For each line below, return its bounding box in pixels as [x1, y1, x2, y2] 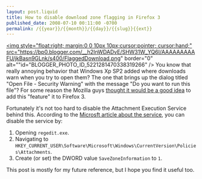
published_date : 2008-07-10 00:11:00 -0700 [6, 20, 118, 26]
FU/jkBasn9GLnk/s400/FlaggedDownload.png [6, 55, 121, 62]
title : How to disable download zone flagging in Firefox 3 [6, 14, 161, 20]
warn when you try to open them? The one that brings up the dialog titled [6, 74, 188, 81]
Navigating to [14, 136, 49, 143]
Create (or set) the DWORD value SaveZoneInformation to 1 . [14, 154, 163, 162]
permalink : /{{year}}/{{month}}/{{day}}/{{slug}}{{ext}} [6, 25, 153, 32]
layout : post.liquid [6, 8, 58, 15]
